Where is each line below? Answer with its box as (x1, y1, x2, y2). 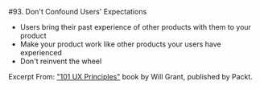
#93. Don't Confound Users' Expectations (8, 7, 147, 16)
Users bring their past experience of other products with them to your (19, 22, 252, 31)
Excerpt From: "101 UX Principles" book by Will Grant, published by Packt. (8, 72, 254, 81)
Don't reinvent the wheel (19, 56, 102, 66)
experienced (19, 48, 62, 57)
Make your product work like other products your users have (19, 39, 221, 49)
